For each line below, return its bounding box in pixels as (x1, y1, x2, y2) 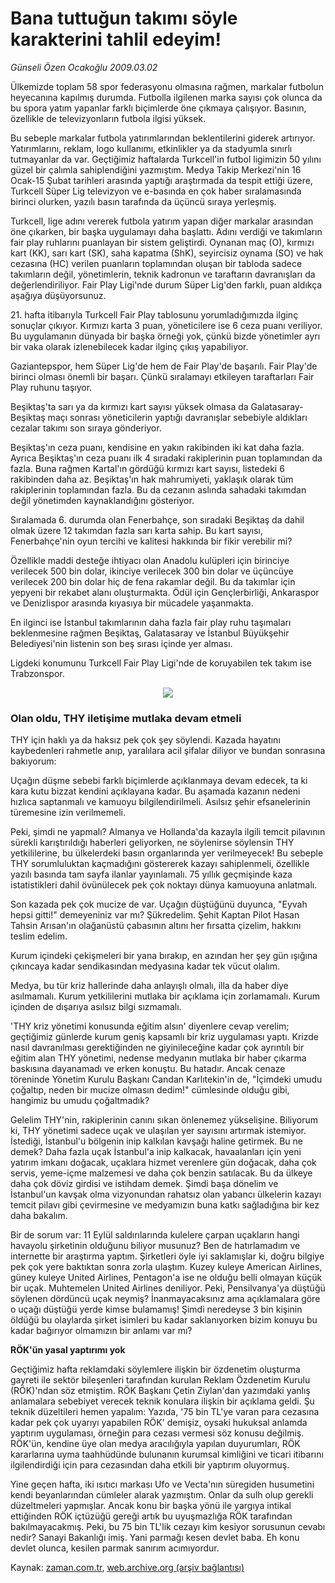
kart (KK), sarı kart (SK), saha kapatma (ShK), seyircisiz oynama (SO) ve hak (10, 247, 324, 259)
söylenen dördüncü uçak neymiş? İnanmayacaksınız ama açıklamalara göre (10, 1293, 321, 1305)
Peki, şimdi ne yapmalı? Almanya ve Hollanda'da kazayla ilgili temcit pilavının (10, 826, 326, 838)
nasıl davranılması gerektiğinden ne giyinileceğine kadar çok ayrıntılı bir (10, 1042, 305, 1054)
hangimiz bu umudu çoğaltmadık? (10, 1095, 150, 1107)
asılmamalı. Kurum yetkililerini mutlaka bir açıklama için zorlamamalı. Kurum (10, 990, 321, 1002)
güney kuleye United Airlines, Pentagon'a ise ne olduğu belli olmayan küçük (10, 1272, 323, 1284)
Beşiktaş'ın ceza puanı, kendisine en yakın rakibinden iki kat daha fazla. (10, 441, 305, 453)
